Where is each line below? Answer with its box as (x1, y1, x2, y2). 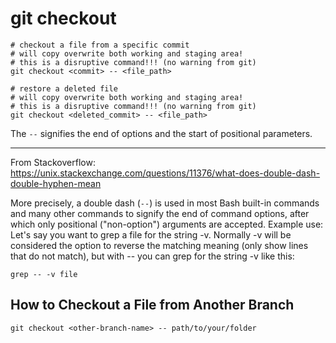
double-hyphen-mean (10, 177, 102, 189)
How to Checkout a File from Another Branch (10, 297, 295, 314)
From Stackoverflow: (10, 156, 96, 168)
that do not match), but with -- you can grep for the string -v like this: (10, 250, 295, 262)
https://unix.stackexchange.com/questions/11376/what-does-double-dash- (10, 167, 321, 179)
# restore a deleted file (10, 83, 118, 94)
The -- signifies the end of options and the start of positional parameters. (10, 127, 313, 139)
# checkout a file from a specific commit (10, 40, 190, 50)
